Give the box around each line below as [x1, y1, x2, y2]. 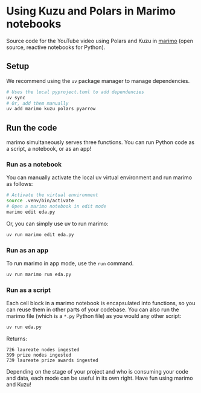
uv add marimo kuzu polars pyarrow [6, 106, 96, 112]
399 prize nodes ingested [6, 352, 71, 358]
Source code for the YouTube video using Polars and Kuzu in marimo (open [6, 37, 194, 44]
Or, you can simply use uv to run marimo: [6, 220, 109, 227]
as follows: [6, 180, 33, 188]
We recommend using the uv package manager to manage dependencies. [6, 77, 190, 84]
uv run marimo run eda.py [6, 271, 71, 278]
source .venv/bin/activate [6, 198, 74, 204]
